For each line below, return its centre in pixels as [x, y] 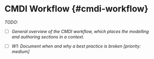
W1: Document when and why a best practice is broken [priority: [76, 46]
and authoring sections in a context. [48, 37]
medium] [20, 52]
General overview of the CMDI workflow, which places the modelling [80, 31]
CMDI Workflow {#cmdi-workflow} [77, 9]
